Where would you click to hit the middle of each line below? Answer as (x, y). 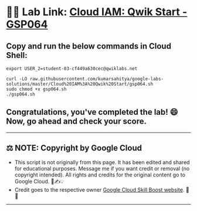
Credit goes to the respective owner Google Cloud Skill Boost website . (99, 189)
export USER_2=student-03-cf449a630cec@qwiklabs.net (72, 69)
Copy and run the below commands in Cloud (89, 46)
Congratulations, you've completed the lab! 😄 (92, 112)
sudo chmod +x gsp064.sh (36, 89)
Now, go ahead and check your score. (76, 122)
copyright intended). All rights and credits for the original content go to (100, 175)
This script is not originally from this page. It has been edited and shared (102, 162)
